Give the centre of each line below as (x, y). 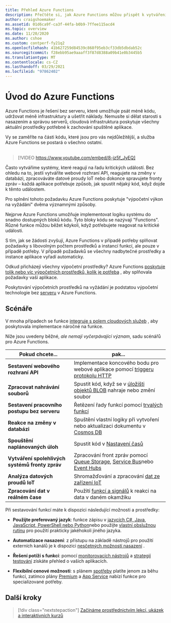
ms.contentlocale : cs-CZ (32, 62)
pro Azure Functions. (27, 341)
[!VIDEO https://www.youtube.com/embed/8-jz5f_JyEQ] (77, 157)
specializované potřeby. (37, 582)
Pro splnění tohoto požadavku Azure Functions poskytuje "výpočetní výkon (84, 199)
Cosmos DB (88, 432)
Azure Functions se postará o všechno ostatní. (54, 142)
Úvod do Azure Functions (60, 97)
